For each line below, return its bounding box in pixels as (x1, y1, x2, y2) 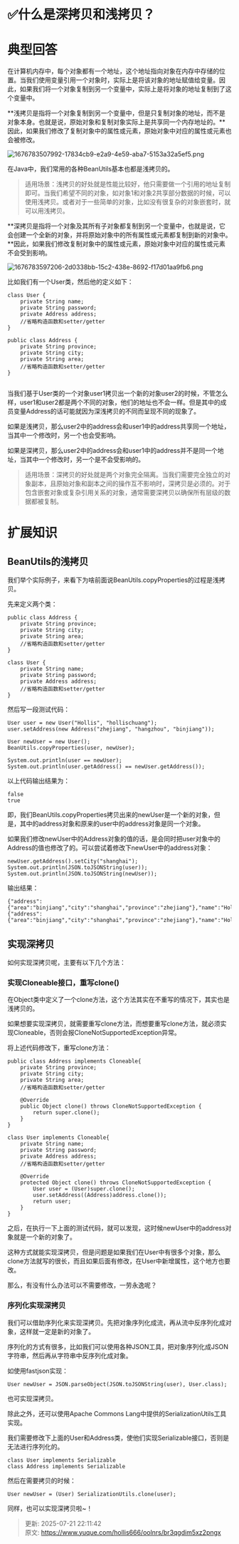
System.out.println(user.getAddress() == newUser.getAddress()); (7, 763, 205, 771)
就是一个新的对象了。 (13, 1233, 76, 1241)
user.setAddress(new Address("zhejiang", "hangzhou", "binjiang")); (7, 726, 215, 733)
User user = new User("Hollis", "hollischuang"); (7, 719, 158, 727)
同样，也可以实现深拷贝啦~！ (7, 1504, 93, 1513)
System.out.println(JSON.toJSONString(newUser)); (7, 871, 158, 878)
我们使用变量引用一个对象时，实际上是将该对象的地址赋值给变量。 (26, 76, 219, 84)
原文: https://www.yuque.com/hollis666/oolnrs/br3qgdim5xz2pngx (24, 1528, 222, 1536)
